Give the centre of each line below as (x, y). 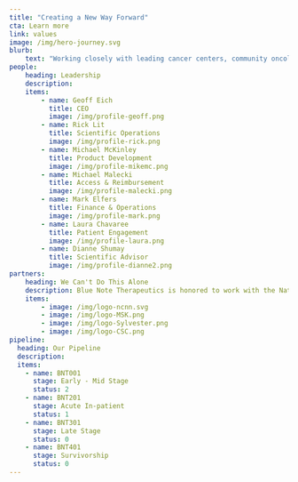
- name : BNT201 (53, 398)
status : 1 (51, 414)
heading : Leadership (63, 76)
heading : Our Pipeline (59, 348)
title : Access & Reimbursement (106, 183)
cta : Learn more (39, 26)
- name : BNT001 (53, 373)
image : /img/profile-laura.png (106, 241)
